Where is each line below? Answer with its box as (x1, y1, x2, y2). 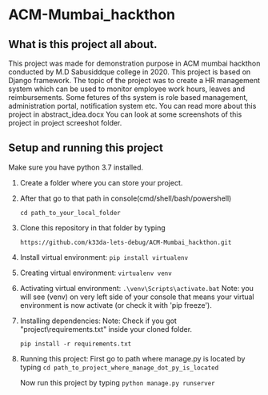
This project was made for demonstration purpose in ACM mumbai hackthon (8, 58, 261, 68)
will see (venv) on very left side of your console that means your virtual (19, 292, 254, 301)
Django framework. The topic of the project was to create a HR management (8, 76, 261, 85)
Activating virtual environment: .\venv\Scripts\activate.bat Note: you (19, 283, 254, 293)
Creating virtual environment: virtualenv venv (19, 268, 172, 277)
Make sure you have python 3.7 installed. (8, 162, 144, 172)
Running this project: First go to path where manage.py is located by (19, 353, 246, 363)
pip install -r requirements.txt (19, 340, 132, 348)
